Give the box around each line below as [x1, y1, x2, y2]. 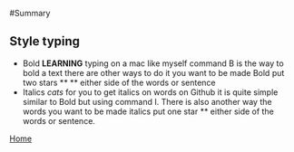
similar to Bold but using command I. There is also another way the [22, 96, 272, 107]
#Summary [9, 8, 51, 18]
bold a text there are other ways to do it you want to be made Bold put [22, 67, 285, 78]
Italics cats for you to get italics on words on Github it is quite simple [22, 86, 279, 98]
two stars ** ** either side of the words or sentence [22, 77, 216, 88]
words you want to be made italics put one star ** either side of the [22, 106, 274, 117]
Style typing [9, 33, 80, 49]
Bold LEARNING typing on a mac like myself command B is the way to [22, 58, 284, 69]
